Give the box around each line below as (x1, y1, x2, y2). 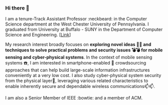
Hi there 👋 (5, 4, 30, 11)
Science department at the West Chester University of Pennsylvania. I (5, 21, 149, 27)
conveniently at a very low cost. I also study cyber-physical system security (5, 72, 161, 78)
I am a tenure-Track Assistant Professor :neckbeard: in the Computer (5, 16, 147, 22)
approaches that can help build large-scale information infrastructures (5, 67, 150, 73)
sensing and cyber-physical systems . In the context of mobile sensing (5, 54, 152, 60)
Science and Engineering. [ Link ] (5, 32, 71, 38)
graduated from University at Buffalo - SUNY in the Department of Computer (5, 26, 163, 32)
